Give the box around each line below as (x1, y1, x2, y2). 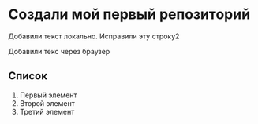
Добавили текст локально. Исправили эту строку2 (8, 31, 180, 41)
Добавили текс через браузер (8, 46, 110, 56)
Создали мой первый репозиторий (8, 5, 251, 24)
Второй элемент (19, 98, 75, 108)
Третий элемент (19, 107, 75, 116)
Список (8, 69, 47, 83)
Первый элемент (19, 90, 77, 100)
